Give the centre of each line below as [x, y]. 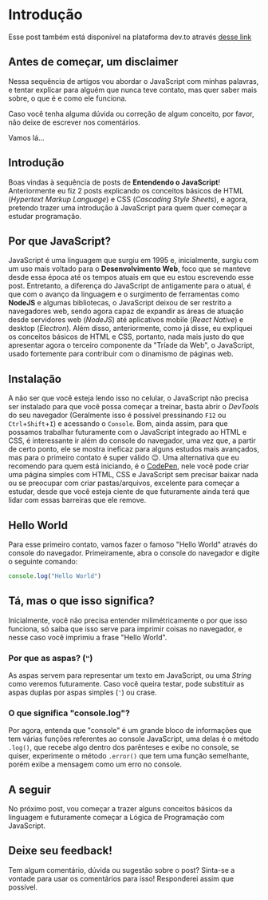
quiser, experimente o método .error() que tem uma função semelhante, [129, 756]
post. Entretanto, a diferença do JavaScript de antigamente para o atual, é [130, 286]
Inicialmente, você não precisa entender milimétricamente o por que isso [128, 620]
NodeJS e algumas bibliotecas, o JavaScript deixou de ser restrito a [120, 303]
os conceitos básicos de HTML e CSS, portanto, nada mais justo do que [126, 337]
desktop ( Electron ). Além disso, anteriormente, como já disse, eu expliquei [130, 329]
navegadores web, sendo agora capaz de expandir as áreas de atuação [126, 311]
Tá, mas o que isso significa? [82, 601]
